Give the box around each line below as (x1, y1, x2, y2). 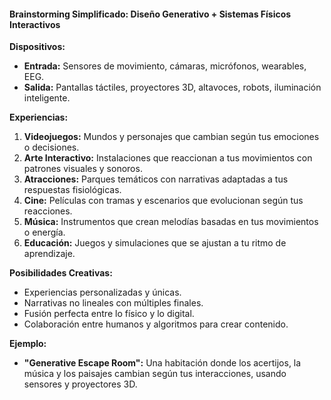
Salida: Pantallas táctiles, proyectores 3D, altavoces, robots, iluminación (23, 81, 322, 94)
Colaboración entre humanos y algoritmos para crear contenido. (23, 318, 289, 330)
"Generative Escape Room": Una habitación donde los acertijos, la (23, 357, 302, 369)
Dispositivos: (9, 41, 66, 53)
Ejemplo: (9, 338, 47, 350)
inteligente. (23, 92, 71, 104)
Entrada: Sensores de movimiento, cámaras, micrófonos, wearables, (23, 60, 307, 72)
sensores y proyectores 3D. (23, 378, 138, 390)
